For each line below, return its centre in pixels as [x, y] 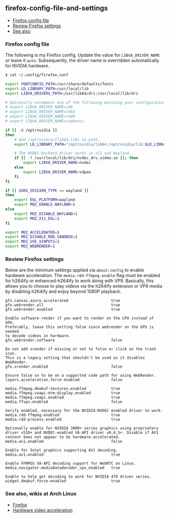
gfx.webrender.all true [63, 305]
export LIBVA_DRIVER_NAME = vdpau [57, 172]
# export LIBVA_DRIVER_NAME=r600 [40, 117]
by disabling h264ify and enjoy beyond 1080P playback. [63, 292]
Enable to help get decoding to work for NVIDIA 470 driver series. [78, 477]
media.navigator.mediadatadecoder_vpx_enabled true [63, 468]
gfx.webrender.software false [64, 340]
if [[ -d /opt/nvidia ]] [31, 130]
